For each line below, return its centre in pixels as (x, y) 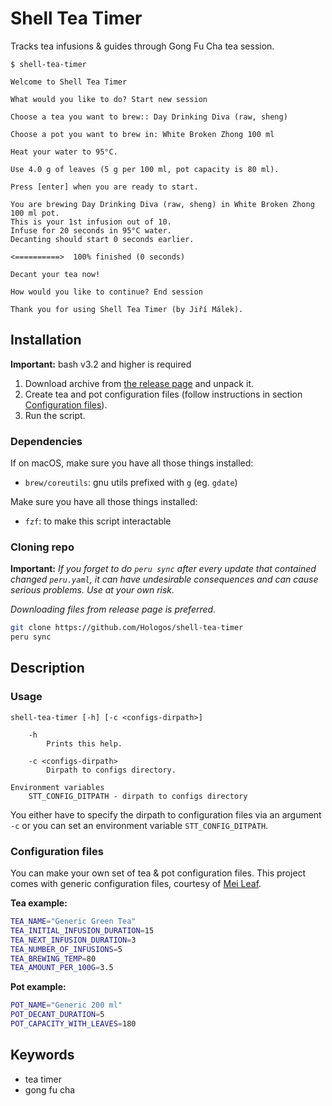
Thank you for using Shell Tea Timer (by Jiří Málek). (127, 309)
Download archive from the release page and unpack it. (139, 383)
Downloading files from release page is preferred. (113, 609)
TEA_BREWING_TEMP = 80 (53, 958)
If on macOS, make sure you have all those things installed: (132, 463)
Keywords (42, 1055)
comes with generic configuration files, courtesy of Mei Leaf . (136, 884)
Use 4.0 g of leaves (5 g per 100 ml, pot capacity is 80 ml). (145, 169)
